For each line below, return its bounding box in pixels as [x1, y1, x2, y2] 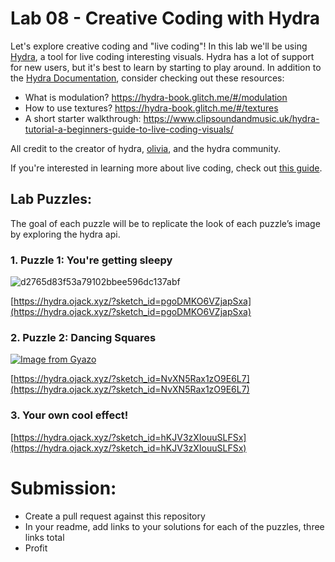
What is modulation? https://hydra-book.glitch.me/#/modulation [24, 91, 288, 103]
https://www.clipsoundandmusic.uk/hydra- [143, 112, 320, 124]
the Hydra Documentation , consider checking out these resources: [10, 72, 285, 84]
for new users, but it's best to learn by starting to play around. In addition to [10, 61, 322, 73]
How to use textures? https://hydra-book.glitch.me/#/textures [24, 102, 279, 114]
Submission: [10, 477, 117, 499]
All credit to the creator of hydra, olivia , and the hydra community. [10, 142, 282, 154]
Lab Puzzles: [10, 191, 92, 208]
